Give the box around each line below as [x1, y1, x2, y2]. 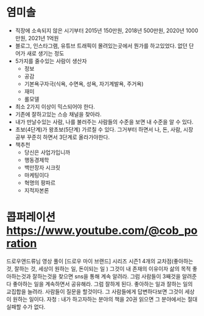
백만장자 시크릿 [24, 164, 61, 171]
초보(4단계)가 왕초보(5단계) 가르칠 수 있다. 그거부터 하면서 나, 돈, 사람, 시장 [15, 125, 194, 133]
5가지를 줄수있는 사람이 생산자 [15, 57, 87, 65]
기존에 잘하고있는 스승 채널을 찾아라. [15, 110, 102, 118]
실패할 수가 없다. [6, 303, 46, 311]
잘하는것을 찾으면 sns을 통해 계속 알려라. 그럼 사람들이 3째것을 [32, 272, 181, 280]
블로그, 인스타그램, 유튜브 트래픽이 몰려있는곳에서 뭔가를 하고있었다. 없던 [15, 42, 188, 49]
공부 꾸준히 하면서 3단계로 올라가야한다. [15, 133, 110, 141]
